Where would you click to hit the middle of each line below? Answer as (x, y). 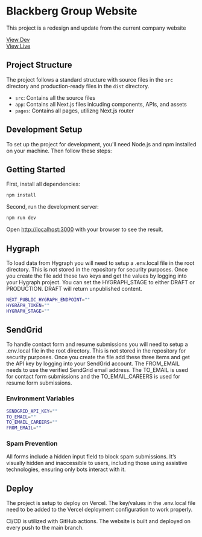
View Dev (18, 39)
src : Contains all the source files (55, 97)
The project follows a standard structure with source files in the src (90, 79)
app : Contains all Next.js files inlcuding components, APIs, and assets (101, 104)
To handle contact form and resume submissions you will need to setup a (97, 344)
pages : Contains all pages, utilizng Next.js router (74, 111)
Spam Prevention (32, 444)
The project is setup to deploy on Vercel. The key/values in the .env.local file (101, 503)
